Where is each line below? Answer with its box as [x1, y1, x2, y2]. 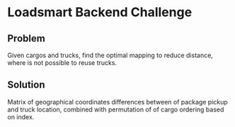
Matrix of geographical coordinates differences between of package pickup [7, 97, 228, 106]
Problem [7, 32, 46, 44]
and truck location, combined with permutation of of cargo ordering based [7, 105, 224, 114]
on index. [7, 112, 35, 121]
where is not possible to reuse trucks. [7, 59, 117, 67]
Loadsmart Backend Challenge [7, 4, 193, 20]
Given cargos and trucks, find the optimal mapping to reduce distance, [7, 51, 214, 59]
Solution [7, 79, 45, 91]
